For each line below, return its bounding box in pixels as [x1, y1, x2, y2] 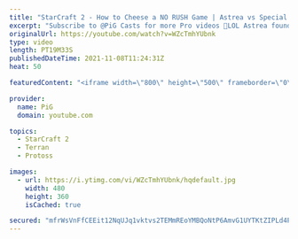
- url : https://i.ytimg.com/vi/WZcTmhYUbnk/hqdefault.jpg [17, 175, 237, 184]
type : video [9, 37, 53, 47]
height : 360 [25, 192, 69, 201]
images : [9, 167, 38, 176]
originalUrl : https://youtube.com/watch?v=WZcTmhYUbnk [9, 29, 216, 38]
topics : [9, 127, 38, 135]
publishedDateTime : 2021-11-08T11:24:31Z [9, 54, 165, 63]
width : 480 [25, 183, 66, 193]
